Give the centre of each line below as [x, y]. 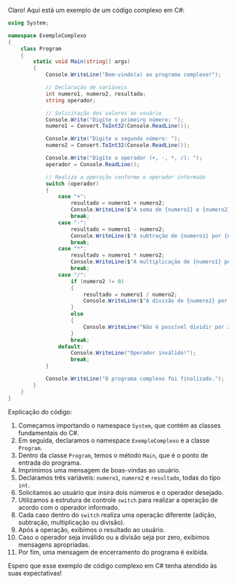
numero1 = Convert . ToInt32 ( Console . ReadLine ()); [118, 126]
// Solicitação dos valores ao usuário [103, 113]
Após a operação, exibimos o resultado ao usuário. [91, 529]
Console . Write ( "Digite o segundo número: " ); [113, 139]
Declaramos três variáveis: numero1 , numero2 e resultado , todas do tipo [119, 477]
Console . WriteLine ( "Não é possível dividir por [154, 327]
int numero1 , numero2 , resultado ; [96, 94]
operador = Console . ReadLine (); [92, 164]
